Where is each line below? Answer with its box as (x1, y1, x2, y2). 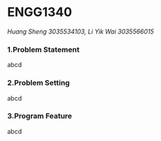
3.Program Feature (7, 111, 72, 121)
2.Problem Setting (7, 78, 70, 88)
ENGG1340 (7, 4, 72, 20)
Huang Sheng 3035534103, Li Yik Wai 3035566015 (7, 27, 155, 36)
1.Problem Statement (7, 45, 80, 54)
